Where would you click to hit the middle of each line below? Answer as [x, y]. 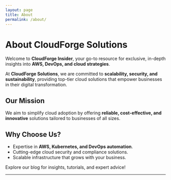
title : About [19, 15]
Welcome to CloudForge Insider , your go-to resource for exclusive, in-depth [85, 58]
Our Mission [25, 100]
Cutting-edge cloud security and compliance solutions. [70, 152]
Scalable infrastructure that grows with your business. [69, 157]
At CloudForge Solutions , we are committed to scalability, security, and [81, 74]
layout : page [19, 10]
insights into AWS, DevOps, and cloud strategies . [58, 64]
